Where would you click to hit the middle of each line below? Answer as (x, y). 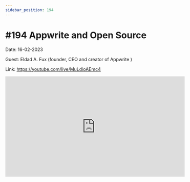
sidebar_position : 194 (29, 10)
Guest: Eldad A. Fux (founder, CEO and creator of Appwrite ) (69, 59)
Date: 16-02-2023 (24, 49)
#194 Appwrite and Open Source (76, 35)
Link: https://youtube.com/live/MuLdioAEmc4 (53, 69)
